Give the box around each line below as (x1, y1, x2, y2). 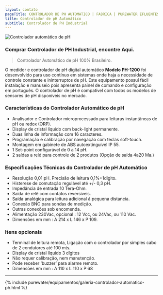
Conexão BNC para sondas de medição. (12, 201, 93, 207)
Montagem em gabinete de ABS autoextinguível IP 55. (12, 142, 120, 147)
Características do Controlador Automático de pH (5, 105, 125, 111)
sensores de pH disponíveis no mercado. (5, 92, 87, 98)
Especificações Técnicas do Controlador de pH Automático (5, 164, 147, 171)
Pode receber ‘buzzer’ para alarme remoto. (12, 260, 98, 266)
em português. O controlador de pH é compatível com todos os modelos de (5, 87, 156, 93)
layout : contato (5, 7, 38, 12)
